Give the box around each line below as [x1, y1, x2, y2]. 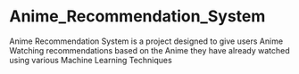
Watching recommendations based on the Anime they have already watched [9, 45, 290, 55]
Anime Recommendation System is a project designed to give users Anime [9, 36, 284, 46]
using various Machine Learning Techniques [9, 54, 172, 65]
